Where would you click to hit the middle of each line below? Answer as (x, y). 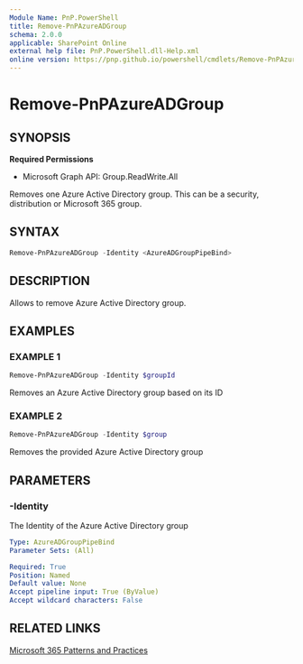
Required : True (38, 567)
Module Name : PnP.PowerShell (64, 18)
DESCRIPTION (50, 281)
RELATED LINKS (55, 628)
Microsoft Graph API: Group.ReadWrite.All (100, 176)
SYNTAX (35, 232)
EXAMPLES (42, 331)
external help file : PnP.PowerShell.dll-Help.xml (105, 51)
